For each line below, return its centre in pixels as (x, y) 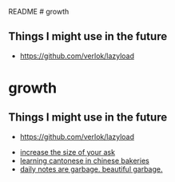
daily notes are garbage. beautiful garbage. (91, 169)
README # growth (39, 12)
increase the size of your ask (68, 152)
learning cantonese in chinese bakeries (84, 160)
